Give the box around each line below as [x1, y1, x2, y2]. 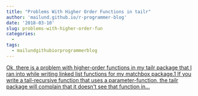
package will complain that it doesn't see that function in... [6, 83, 151, 90]
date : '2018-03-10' [6, 20, 55, 26]
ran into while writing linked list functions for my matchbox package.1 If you [6, 70, 191, 78]
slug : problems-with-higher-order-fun [6, 25, 103, 32]
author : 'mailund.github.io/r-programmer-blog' [6, 14, 127, 20]
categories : [6, 31, 36, 37]
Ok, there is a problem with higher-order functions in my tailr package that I [6, 64, 192, 71]
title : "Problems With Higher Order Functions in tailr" [6, 8, 151, 15]
